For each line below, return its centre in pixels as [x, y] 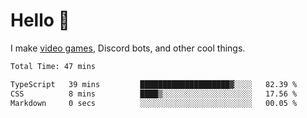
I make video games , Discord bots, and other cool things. [128, 48]
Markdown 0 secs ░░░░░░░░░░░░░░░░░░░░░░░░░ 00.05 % [154, 103]
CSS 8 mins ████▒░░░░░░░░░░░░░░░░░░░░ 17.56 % [154, 94]
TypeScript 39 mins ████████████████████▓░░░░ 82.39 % [154, 84]
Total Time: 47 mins [53, 66]
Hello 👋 [40, 20]
